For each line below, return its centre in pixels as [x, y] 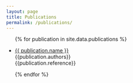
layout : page [22, 11]
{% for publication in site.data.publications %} [71, 39]
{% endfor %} [32, 75]
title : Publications [32, 17]
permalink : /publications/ [39, 22]
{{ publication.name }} [42, 51]
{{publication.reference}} [45, 63]
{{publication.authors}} [43, 57]
